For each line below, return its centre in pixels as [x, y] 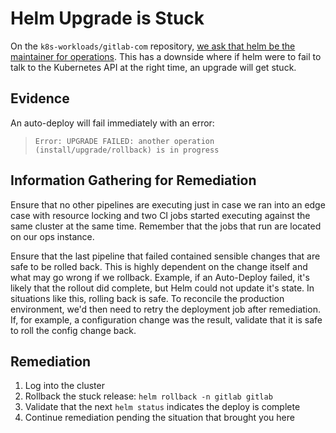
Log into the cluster [64, 386]
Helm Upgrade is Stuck [107, 18]
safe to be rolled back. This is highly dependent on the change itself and [159, 266]
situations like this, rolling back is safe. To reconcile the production [147, 298]
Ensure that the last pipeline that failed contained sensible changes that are [165, 256]
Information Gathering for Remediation [133, 180]
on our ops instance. [52, 236]
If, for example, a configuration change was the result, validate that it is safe [166, 319]
